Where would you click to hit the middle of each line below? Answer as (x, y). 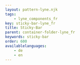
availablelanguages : (26, 46)
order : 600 (16, 42)
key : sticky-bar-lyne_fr (30, 23)
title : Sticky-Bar (24, 28)
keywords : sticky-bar (27, 37)
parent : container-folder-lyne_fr (40, 32)
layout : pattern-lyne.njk (31, 10)
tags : (10, 14)
